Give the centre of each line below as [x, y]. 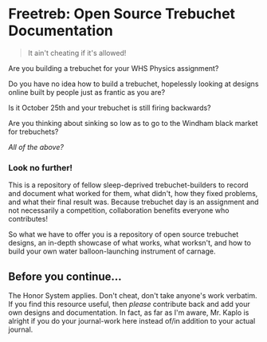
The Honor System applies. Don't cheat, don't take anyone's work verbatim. [133, 296]
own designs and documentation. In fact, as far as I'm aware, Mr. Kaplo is [129, 313]
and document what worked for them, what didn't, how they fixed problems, [133, 194]
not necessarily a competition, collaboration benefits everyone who [119, 210]
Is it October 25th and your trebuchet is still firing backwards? [110, 108]
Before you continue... [65, 276]
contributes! [28, 219]
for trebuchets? [33, 132]
